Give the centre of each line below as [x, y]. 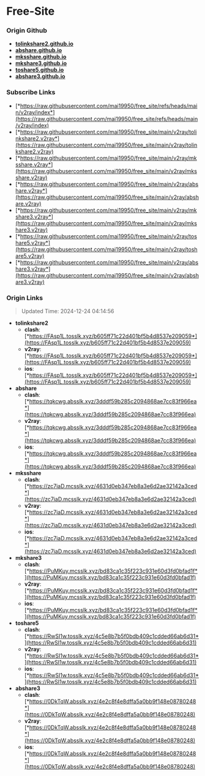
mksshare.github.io [41, 57]
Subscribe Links [31, 92]
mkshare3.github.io [41, 63]
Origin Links [25, 298]
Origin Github [27, 31]
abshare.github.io [39, 50]
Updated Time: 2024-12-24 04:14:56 [68, 311]
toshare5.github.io [39, 70]
